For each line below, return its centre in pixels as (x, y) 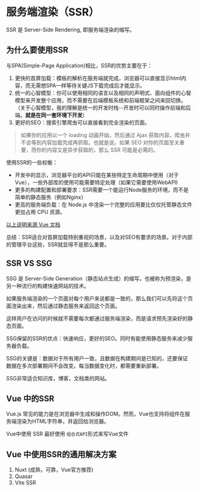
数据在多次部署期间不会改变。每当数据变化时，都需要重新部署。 (84, 366)
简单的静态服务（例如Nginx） (51, 197)
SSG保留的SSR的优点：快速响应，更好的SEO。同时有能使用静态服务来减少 (97, 338)
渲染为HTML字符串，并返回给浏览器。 (63, 421)
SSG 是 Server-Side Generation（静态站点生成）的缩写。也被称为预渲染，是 (99, 278)
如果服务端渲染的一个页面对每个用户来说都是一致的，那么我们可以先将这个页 (99, 298)
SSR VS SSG (29, 264)
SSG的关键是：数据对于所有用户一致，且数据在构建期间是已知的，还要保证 (97, 358)
